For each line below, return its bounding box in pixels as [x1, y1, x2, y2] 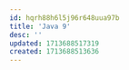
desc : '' [9, 30, 43, 39]
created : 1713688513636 [9, 47, 100, 56]
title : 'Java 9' [9, 22, 71, 31]
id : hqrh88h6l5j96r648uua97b [9, 13, 120, 23]
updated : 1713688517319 [9, 38, 100, 48]
